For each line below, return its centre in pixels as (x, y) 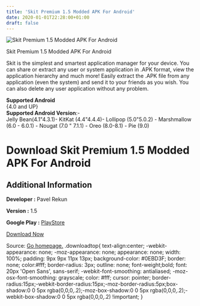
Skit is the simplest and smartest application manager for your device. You (98, 63)
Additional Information (49, 184)
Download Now (25, 234)
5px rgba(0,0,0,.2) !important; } (105, 297)
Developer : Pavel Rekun (37, 199)
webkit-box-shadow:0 (34, 297)
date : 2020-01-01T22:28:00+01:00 (48, 17)
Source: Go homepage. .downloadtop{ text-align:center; (75, 246)
